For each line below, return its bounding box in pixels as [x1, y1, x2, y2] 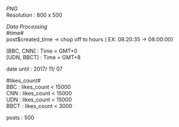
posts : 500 [6, 114, 35, 121]
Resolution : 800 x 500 [6, 11, 62, 19]
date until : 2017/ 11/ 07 [6, 65, 63, 72]
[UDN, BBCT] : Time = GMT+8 [6, 54, 81, 61]
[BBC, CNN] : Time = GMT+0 [6, 47, 78, 55]
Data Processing [6, 23, 48, 30]
